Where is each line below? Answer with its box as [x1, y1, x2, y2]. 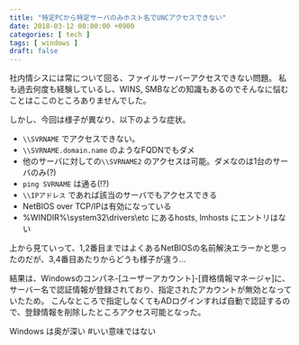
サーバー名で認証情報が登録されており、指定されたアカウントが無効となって [9, 285, 293, 295]
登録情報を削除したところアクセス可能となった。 [24, 307, 206, 318]
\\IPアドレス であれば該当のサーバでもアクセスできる [22, 190, 218, 201]
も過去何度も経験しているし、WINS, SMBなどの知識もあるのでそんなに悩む [9, 84, 289, 95]
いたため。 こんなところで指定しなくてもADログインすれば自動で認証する [9, 295, 283, 306]
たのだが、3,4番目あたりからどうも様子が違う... [9, 254, 186, 265]
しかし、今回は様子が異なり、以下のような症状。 [9, 114, 191, 125]
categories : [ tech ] [9, 30, 91, 39]
